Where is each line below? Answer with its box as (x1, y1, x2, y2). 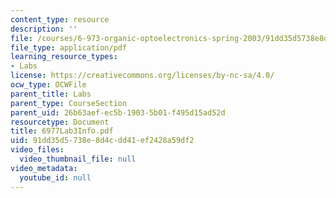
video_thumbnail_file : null (19, 154, 137, 164)
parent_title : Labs (10, 89, 92, 99)
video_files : (10, 145, 65, 155)
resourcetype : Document (10, 117, 110, 127)
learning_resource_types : (10, 52, 118, 62)
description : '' (10, 24, 78, 34)
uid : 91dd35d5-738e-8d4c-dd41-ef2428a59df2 (10, 136, 195, 146)
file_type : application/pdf (10, 42, 128, 53)
